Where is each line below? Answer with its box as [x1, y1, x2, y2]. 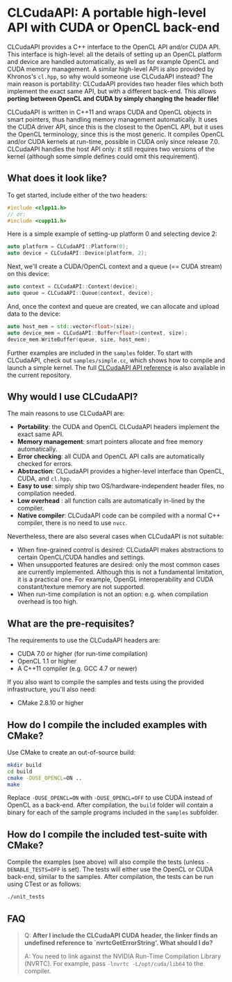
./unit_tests [7, 894, 45, 901]
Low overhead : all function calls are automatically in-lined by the [17, 497, 205, 505]
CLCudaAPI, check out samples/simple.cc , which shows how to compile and [7, 356, 226, 364]
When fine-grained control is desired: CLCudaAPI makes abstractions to [17, 546, 224, 554]
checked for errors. [17, 460, 73, 468]
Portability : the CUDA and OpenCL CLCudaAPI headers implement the [17, 423, 220, 431]
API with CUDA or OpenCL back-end [7, 19, 220, 35]
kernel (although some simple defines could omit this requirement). [7, 152, 199, 161]
